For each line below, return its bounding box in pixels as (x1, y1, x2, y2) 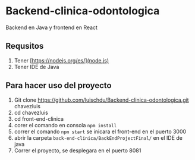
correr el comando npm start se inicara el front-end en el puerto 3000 (14, 128, 187, 135)
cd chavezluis (14, 109, 48, 116)
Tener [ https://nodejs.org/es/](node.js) (14, 57, 109, 64)
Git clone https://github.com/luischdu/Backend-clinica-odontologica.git (14, 96, 189, 103)
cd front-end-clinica (14, 115, 64, 123)
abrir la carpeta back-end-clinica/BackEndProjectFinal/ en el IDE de (14, 134, 183, 141)
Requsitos (5, 41, 44, 51)
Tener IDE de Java (14, 63, 59, 70)
